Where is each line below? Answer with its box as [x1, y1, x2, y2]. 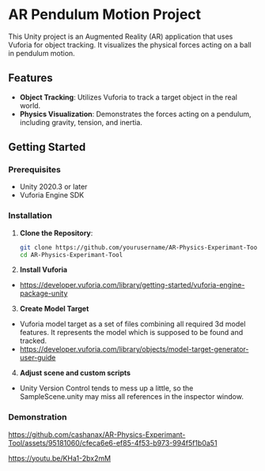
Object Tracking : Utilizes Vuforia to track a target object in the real [19, 92, 237, 102]
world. [19, 100, 41, 110]
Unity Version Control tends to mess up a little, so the [19, 383, 194, 393]
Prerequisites [8, 164, 61, 175]
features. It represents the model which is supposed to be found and [19, 328, 244, 337]
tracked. [19, 336, 47, 345]
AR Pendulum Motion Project [8, 6, 202, 24]
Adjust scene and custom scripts [19, 368, 131, 378]
